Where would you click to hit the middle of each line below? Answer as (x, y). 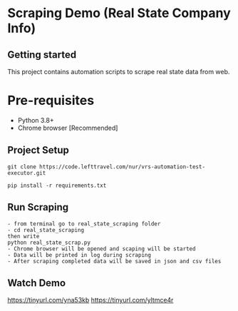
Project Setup (38, 150)
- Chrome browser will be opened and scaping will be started (102, 249)
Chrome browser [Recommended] (68, 128)
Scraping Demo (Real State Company (119, 13)
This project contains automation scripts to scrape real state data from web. (119, 72)
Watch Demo (37, 283)
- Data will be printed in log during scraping (79, 255)
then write (24, 236)
